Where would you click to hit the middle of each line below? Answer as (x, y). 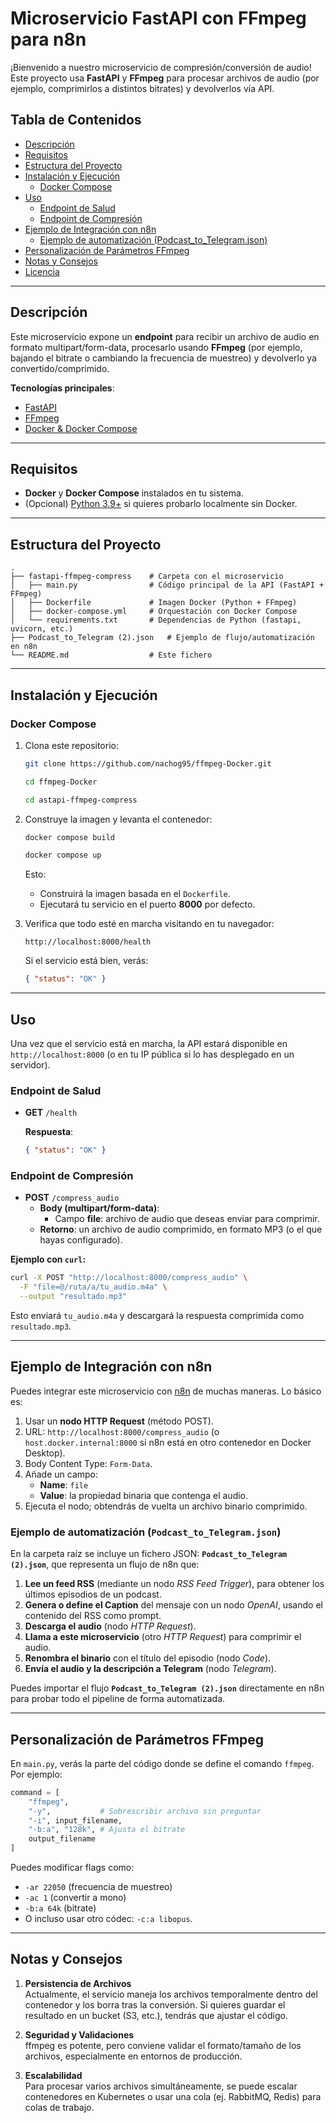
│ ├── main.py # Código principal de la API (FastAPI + (167, 585)
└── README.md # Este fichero (111, 655)
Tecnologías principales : (62, 388)
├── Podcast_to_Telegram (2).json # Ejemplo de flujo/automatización (162, 638)
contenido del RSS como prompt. (93, 1616)
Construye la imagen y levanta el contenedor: (118, 819)
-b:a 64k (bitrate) (60, 1908)
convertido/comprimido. (60, 368)
